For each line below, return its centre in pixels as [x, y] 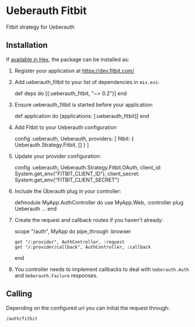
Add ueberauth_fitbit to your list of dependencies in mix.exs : [87, 82]
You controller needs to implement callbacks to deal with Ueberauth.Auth [102, 269]
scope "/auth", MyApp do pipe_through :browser [73, 231]
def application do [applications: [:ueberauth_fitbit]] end [82, 116]
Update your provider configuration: [58, 156]
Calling [19, 294]
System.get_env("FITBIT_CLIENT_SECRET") [67, 180]
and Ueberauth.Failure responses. [56, 275]
